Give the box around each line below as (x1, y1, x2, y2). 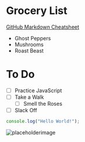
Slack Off (14, 107, 38, 114)
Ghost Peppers (14, 34, 51, 41)
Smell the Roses (23, 101, 63, 107)
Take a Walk (14, 93, 44, 101)
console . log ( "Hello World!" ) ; (6, 119, 80, 124)
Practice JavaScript (14, 86, 63, 94)
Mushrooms (14, 41, 44, 48)
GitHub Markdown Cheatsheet (6, 23, 80, 30)
